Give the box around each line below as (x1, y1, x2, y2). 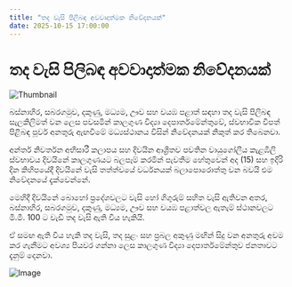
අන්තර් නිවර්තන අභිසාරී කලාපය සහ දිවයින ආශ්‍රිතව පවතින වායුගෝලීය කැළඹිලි (9, 144, 276, 155)
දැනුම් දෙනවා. (9, 250, 53, 260)
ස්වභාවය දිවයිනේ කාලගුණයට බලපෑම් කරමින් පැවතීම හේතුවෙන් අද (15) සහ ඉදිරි (9, 155, 283, 165)
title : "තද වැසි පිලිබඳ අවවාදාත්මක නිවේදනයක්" (9, 12, 166, 22)
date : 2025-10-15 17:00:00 (9, 21, 109, 30)
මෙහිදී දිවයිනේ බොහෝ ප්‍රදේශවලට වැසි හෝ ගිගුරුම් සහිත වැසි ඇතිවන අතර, (9, 192, 268, 203)
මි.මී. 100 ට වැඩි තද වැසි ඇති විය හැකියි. (9, 212, 145, 223)
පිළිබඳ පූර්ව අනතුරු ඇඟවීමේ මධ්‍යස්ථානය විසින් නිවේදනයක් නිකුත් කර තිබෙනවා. (9, 126, 280, 138)
